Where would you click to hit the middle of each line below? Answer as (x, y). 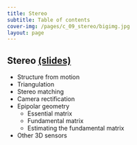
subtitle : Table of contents (49, 20)
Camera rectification (46, 99)
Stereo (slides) (39, 60)
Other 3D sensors (42, 135)
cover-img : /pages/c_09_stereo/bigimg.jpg (68, 26)
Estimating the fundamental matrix (76, 129)
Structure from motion (48, 77)
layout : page (26, 33)
